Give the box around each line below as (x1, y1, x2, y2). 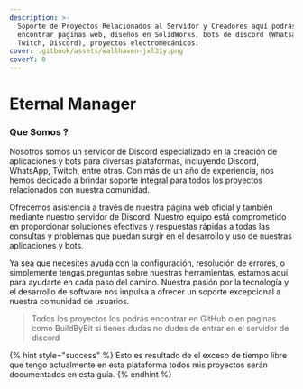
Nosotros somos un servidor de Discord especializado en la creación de (9, 146, 278, 158)
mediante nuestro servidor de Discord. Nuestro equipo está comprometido (9, 212, 287, 222)
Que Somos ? (9, 126, 69, 139)
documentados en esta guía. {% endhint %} (9, 369, 173, 380)
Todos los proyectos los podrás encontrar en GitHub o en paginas (31, 313, 277, 324)
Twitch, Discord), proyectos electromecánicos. (17, 38, 200, 48)
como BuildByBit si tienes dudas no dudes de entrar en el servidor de (31, 323, 289, 334)
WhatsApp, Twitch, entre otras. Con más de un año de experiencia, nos (9, 166, 275, 176)
